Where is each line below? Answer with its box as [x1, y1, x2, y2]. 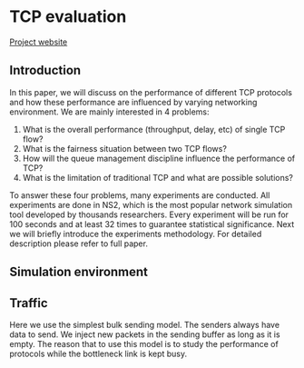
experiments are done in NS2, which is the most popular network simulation [9, 199, 293, 210]
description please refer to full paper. [9, 238, 148, 249]
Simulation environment [9, 264, 148, 280]
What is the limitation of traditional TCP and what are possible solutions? [22, 172, 293, 183]
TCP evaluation [9, 6, 127, 27]
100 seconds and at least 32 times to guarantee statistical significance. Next [9, 218, 295, 229]
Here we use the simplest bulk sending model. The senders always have [9, 319, 279, 330]
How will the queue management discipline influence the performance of [22, 153, 296, 164]
